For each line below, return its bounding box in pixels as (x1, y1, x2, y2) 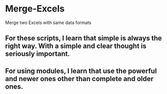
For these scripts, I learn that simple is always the (5, 34, 162, 42)
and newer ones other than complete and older (5, 74, 154, 83)
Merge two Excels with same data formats (5, 19, 92, 25)
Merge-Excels (5, 3, 65, 14)
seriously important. (5, 49, 70, 58)
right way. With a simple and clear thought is (5, 42, 147, 50)
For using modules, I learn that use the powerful (5, 66, 157, 75)
